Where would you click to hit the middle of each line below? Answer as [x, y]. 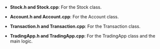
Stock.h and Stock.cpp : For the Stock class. [56, 7]
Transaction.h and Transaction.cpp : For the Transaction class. [75, 26]
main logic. [21, 41]
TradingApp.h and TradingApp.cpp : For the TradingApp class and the [82, 36]
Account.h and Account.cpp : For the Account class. [64, 17]
